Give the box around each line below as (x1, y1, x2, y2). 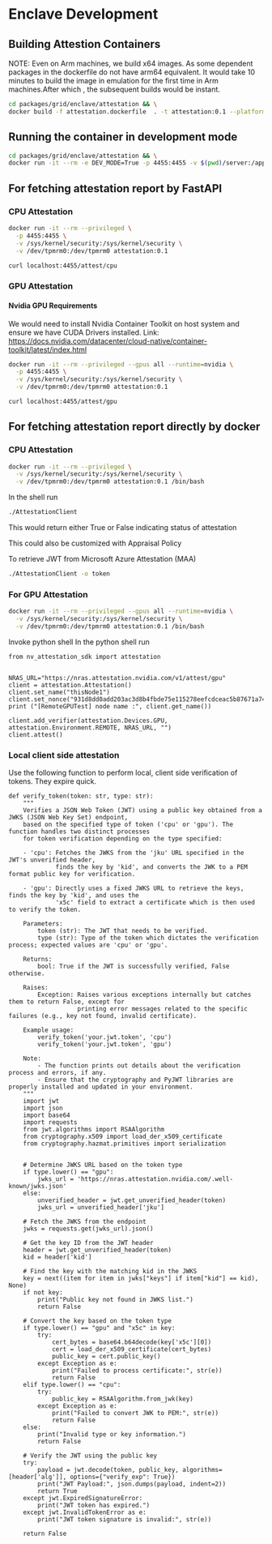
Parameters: (23, 920, 63, 928)
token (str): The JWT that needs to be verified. (37, 927, 208, 935)
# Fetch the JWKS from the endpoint (23, 1217, 147, 1226)
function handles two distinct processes (8, 828, 151, 836)
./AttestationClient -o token (8, 570, 111, 578)
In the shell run (8, 492, 58, 503)
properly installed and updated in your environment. (8, 1083, 194, 1091)
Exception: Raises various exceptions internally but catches (37, 990, 252, 999)
